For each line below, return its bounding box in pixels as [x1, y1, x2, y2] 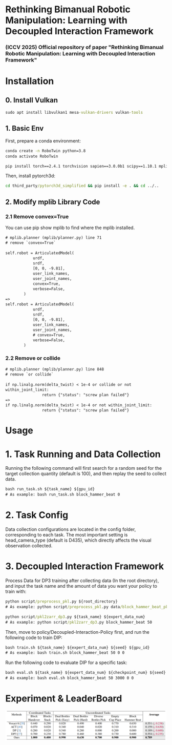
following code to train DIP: [5, 634, 62, 640]
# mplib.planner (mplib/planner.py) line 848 [5, 367, 104, 372]
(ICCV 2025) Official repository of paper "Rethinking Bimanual [5, 44, 164, 51]
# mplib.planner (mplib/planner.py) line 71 [5, 235, 102, 240]
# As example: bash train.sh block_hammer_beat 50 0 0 [5, 650, 125, 655]
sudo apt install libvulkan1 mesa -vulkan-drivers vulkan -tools [5, 110, 143, 115]
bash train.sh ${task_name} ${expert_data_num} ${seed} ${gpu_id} [5, 645, 150, 650]
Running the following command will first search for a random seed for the [5, 465, 162, 471]
